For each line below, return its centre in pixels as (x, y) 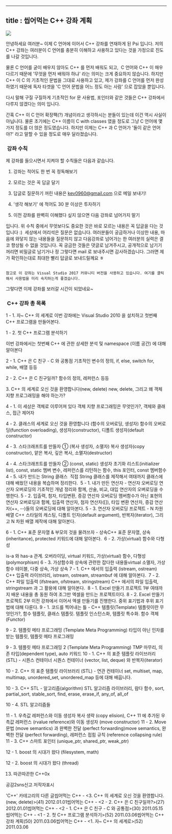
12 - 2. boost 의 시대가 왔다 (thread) (42, 763)
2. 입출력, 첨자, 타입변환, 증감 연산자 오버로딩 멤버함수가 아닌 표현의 (95, 496)
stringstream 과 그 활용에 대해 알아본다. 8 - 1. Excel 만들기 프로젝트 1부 (78, 588)
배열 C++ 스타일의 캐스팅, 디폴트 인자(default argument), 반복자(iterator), (80, 515)
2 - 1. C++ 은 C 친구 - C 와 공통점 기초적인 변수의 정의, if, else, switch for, (80, 361)
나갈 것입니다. (25, 56)
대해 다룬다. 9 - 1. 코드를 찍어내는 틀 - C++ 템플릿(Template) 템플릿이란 (87, 607)
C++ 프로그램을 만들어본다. (33, 322)
